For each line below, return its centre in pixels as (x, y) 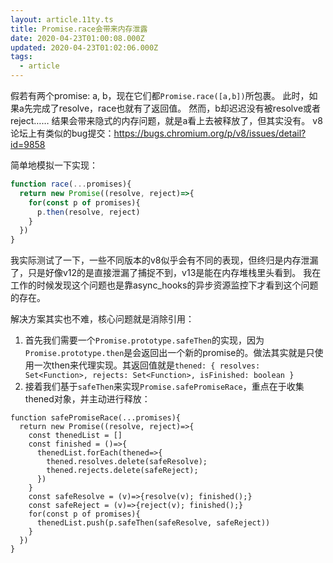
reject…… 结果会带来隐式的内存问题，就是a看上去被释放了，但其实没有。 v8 (166, 120)
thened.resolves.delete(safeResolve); (127, 462)
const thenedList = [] (75, 436)
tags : (21, 57)
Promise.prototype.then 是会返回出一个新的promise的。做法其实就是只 (169, 353)
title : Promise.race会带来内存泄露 (79, 29)
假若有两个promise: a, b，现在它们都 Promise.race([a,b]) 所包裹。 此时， (160, 95)
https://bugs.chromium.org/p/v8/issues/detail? (210, 133)
